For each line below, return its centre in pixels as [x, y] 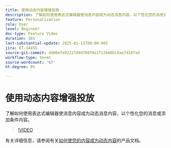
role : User [17, 24]
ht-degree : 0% [20, 67]
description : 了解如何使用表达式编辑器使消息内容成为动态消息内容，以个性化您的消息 [84, 15]
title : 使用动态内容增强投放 [32, 10]
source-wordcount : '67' [31, 62]
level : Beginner [22, 29]
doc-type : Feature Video [32, 34]
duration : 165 [20, 39]
